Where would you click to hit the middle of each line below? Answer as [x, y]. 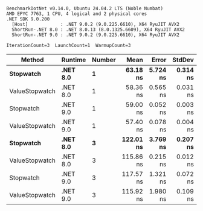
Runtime [74, 60]
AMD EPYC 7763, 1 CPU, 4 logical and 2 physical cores [77, 14]
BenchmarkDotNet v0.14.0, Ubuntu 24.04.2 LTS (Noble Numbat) [85, 8]
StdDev [183, 60]
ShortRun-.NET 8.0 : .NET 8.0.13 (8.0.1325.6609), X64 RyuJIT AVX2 [98, 30]
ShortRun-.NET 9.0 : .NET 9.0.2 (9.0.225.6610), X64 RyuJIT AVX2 [96, 35]
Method [32, 60]
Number [104, 60]
